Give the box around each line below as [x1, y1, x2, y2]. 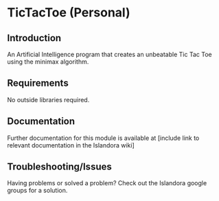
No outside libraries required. [7, 95, 90, 104]
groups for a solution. [7, 187, 68, 195]
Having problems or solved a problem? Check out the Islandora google [7, 179, 207, 187]
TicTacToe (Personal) [7, 5, 130, 21]
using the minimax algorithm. [7, 58, 89, 66]
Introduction [7, 32, 62, 44]
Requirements [7, 78, 69, 89]
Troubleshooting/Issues [7, 161, 112, 173]
